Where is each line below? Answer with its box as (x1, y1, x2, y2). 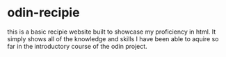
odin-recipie (7, 5, 80, 21)
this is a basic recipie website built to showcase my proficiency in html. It (7, 27, 216, 36)
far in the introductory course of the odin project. (7, 42, 147, 50)
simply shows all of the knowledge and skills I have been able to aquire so (7, 34, 219, 43)
